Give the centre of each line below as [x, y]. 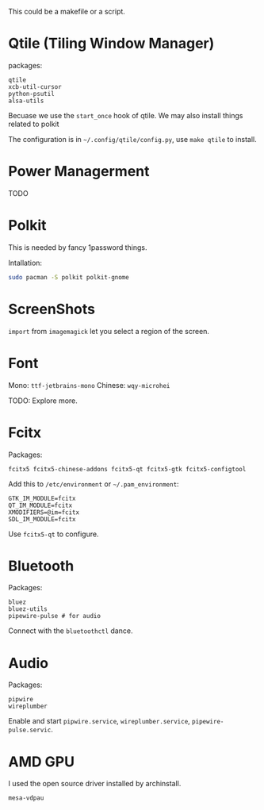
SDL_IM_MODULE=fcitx [42, 519]
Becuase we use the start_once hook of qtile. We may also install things [126, 115]
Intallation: [25, 263]
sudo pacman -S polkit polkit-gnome [69, 277]
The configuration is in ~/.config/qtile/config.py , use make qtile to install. [132, 139]
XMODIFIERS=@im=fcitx [44, 512]
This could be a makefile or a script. [67, 12]
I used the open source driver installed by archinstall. [95, 784]
